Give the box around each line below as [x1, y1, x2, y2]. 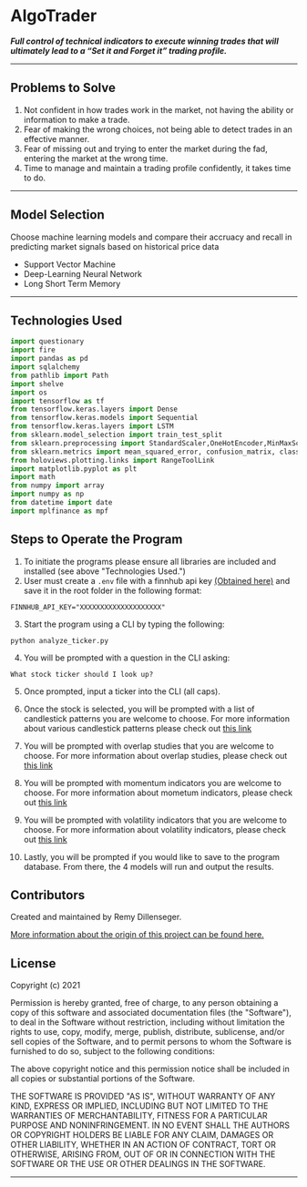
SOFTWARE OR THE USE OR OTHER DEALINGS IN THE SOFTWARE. [10, 1159, 266, 1170]
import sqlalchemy [10, 363, 80, 372]
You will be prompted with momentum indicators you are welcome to [23, 777, 281, 788]
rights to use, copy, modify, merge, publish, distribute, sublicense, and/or [10, 1027, 285, 1038]
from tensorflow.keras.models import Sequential [10, 414, 199, 423]
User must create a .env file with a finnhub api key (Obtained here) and [23, 575, 291, 586]
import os [10, 388, 48, 397]
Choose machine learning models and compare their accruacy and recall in [10, 231, 292, 242]
